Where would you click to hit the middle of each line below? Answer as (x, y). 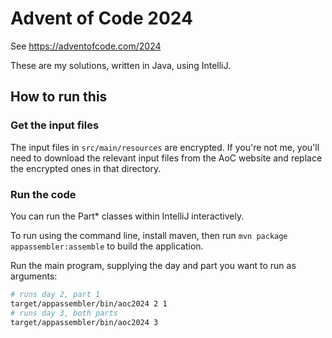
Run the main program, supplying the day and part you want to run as (153, 265)
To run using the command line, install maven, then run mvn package (149, 235)
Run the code (43, 194)
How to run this (59, 97)
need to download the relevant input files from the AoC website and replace (166, 158)
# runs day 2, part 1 (55, 294)
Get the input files (55, 125)
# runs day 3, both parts (64, 313)
